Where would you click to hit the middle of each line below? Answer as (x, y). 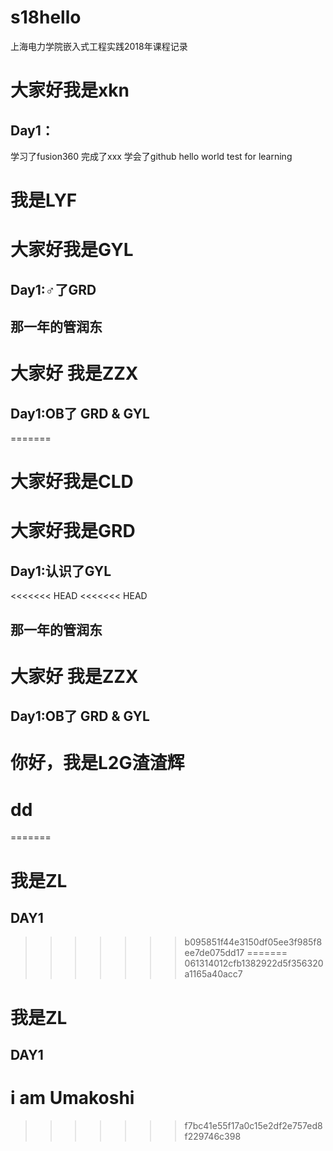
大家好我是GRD (73, 531)
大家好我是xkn (70, 90)
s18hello (46, 17)
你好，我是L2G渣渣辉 (97, 763)
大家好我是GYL (72, 250)
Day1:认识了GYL (61, 571)
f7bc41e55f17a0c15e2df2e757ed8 (253, 1125)
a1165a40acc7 (213, 974)
